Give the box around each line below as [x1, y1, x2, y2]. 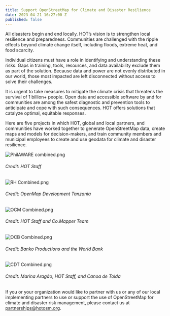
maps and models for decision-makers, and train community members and [5, 131, 161, 137]
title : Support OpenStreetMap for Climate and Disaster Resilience [5, 7, 151, 13]
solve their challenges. [5, 78, 53, 85]
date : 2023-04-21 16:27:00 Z [5, 12, 67, 17]
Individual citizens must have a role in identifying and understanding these [5, 57, 161, 63]
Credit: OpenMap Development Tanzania [5, 191, 91, 197]
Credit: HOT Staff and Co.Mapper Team [5, 218, 89, 224]
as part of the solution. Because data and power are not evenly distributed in [5, 68, 165, 74]
